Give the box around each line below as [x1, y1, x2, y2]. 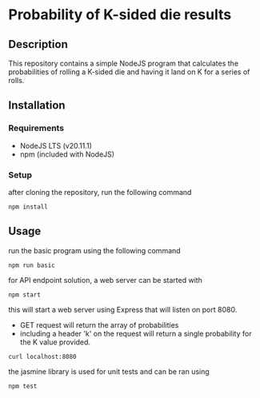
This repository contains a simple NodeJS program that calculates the [8, 58, 238, 68]
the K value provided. [19, 337, 90, 347]
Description [8, 38, 68, 51]
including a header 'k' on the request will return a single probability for [19, 328, 252, 338]
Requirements [8, 122, 65, 133]
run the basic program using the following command [8, 245, 182, 255]
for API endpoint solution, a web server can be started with [8, 275, 202, 285]
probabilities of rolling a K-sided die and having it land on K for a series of [8, 67, 250, 77]
